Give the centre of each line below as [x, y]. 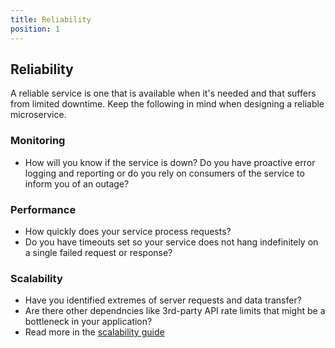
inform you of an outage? [77, 183]
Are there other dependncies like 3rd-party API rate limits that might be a [175, 311]
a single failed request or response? [98, 252]
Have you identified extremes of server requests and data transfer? [163, 300]
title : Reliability [51, 19]
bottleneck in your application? [88, 322]
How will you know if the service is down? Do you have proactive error [170, 162]
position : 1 [35, 29]
